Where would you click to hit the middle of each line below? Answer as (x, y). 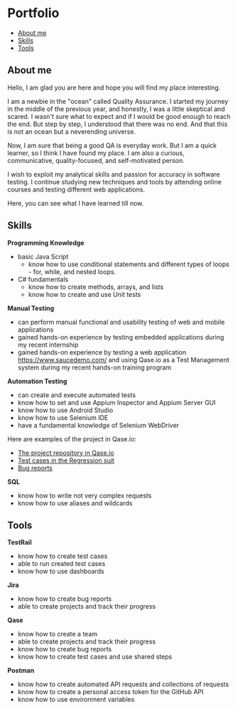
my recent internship (48, 345)
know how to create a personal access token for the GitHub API (110, 692)
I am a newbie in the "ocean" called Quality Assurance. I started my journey (118, 101)
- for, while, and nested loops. (72, 271)
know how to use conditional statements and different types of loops (129, 264)
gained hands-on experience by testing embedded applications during (121, 337)
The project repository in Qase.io (66, 453)
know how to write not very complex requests (85, 495)
